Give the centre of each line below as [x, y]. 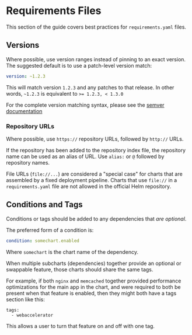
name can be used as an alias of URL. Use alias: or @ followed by [85, 156]
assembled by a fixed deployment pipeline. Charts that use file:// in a [92, 180]
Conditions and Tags [44, 205]
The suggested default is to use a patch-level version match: [79, 65]
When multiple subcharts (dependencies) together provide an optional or [94, 263]
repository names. [28, 162]
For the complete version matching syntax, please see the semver [85, 105]
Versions [23, 45]
